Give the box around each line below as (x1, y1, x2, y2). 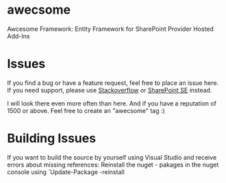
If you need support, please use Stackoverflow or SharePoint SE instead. (7, 86, 212, 94)
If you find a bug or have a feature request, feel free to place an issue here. (7, 78, 219, 87)
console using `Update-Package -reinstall (7, 167, 125, 176)
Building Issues (7, 131, 97, 146)
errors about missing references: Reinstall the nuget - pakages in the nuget (7, 160, 219, 169)
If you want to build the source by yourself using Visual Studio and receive (7, 153, 217, 161)
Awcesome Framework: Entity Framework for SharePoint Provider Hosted (7, 25, 214, 33)
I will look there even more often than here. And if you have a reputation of (7, 99, 217, 108)
